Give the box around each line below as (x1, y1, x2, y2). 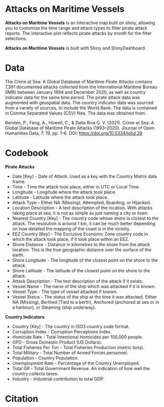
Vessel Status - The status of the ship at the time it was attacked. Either (12, 294, 157, 299)
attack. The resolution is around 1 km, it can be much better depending (12, 221, 156, 226)
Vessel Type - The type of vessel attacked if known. (12, 289, 118, 295)
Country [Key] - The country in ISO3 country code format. (12, 323, 130, 329)
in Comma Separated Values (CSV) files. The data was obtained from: (5, 110, 146, 116)
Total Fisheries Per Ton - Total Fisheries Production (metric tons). (12, 344, 145, 350)
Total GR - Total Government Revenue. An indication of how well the (12, 365, 150, 371)
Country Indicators (5, 314, 45, 320)
